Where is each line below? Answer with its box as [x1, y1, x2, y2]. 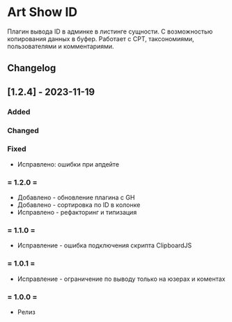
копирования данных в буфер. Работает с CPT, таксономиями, [7, 34, 194, 43]
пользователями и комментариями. [7, 42, 114, 50]
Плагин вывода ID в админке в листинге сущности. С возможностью [7, 27, 213, 36]
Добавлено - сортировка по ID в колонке [17, 201, 141, 209]
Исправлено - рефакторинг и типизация [17, 208, 137, 217]
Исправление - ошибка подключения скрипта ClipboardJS [17, 241, 192, 250]
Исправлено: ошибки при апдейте [17, 160, 120, 168]
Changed [7, 125, 40, 135]
